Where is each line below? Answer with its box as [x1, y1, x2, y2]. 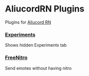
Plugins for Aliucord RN [5, 19, 51, 25]
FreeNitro [5, 54, 28, 61]
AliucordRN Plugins [5, 3, 85, 14]
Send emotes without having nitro [5, 65, 72, 71]
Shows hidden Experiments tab [5, 42, 67, 48]
